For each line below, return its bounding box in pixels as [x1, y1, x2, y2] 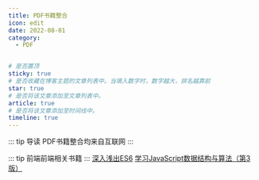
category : [8, 33, 41, 42]
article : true [8, 99, 56, 107]
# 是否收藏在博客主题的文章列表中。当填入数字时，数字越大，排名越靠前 [8, 77, 211, 85]
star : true [8, 84, 44, 92]
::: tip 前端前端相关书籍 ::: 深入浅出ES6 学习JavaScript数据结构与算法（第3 [8, 154, 251, 163]
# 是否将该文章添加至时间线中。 [8, 106, 99, 115]
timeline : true [8, 114, 59, 122]
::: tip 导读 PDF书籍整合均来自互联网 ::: [8, 136, 133, 147]
